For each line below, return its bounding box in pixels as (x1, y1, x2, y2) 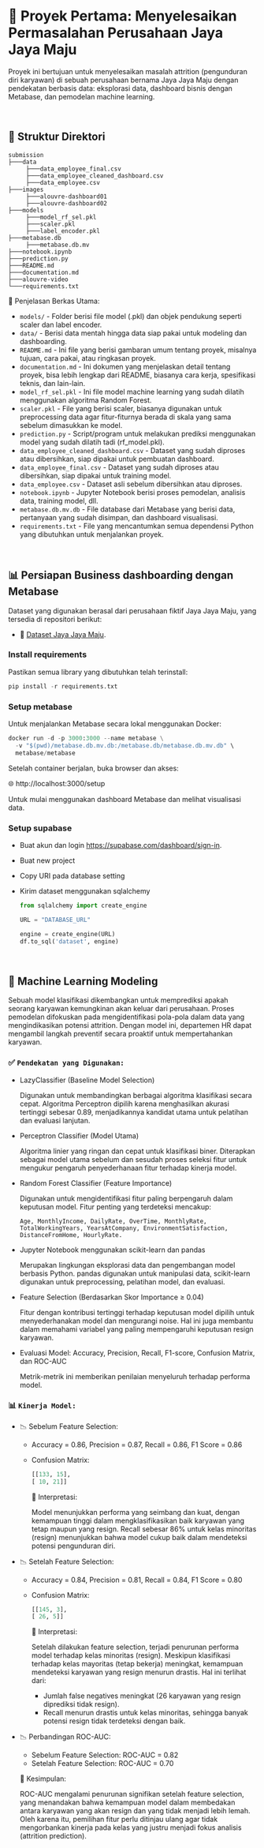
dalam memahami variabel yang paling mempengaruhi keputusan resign (19, 1324, 254, 1333)
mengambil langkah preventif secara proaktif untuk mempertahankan (8, 1029, 233, 1039)
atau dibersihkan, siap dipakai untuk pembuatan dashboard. (19, 454, 214, 463)
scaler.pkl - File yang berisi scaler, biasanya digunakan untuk (19, 403, 222, 413)
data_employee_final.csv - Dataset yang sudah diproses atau (19, 462, 219, 472)
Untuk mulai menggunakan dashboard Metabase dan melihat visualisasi (8, 794, 242, 804)
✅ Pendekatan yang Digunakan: (8, 1057, 125, 1068)
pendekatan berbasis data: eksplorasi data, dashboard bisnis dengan (8, 83, 232, 93)
